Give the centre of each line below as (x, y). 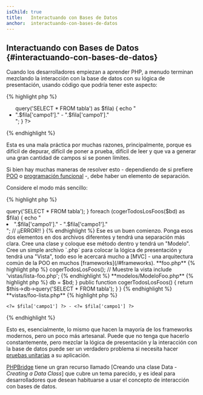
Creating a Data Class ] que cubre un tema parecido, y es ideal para (91, 374)
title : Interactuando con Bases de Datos (62, 18)
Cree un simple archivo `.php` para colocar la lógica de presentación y (94, 250)
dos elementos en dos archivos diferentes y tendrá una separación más (96, 237)
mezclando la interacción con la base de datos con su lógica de (86, 78)
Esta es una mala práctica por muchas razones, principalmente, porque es (99, 145)
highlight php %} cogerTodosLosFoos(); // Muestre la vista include (89, 270)
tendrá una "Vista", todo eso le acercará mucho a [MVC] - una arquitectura (100, 256)
